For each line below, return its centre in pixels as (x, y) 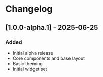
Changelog (29, 9)
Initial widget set (30, 69)
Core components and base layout (49, 58)
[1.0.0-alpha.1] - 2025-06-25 (52, 28)
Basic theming (28, 63)
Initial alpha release (33, 53)
